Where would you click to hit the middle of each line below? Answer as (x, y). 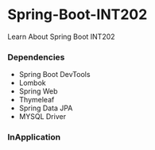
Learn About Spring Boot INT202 (62, 37)
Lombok (33, 83)
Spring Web (38, 91)
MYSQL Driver (43, 117)
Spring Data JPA (46, 108)
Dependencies (36, 57)
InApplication (34, 137)
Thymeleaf (37, 100)
